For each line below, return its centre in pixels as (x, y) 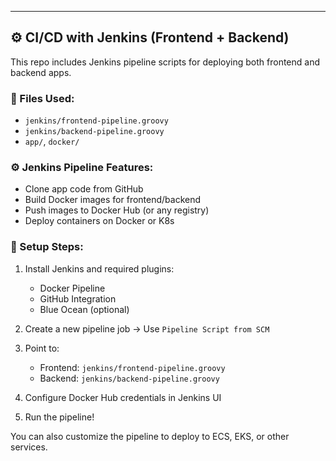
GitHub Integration (78, 298)
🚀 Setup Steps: (47, 247)
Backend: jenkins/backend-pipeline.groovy (129, 378)
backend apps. (41, 72)
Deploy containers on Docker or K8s (99, 221)
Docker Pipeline (72, 288)
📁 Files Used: (42, 98)
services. (29, 447)
